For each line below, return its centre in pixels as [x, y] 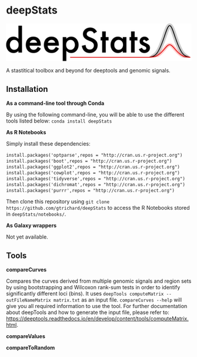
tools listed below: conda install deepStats [59, 121]
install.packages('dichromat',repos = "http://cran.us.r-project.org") [96, 185]
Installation [27, 89]
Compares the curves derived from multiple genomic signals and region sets [99, 281]
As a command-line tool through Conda [55, 103]
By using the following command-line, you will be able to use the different [95, 115]
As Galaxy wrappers [31, 226]
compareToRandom [31, 348]
